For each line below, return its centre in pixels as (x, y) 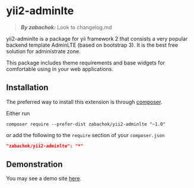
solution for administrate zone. (44, 51)
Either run (18, 113)
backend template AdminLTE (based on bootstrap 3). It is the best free (92, 45)
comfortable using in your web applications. (60, 69)
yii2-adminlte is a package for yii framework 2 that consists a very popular (97, 38)
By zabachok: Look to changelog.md (66, 27)
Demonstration (35, 165)
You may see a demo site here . (44, 179)
